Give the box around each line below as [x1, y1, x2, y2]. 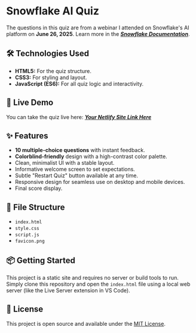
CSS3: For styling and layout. [14, 74, 87, 81]
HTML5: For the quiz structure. [14, 67, 91, 74]
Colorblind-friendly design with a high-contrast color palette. [14, 153, 167, 160]
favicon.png [14, 238, 45, 244]
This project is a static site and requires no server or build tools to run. [6, 274, 179, 281]
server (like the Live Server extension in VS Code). [6, 287, 130, 294]
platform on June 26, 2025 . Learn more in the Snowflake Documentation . [6, 30, 190, 37]
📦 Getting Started [6, 255, 76, 265]
